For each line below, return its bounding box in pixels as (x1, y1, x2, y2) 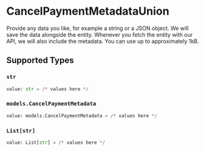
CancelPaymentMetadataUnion (6, 4, 170, 18)
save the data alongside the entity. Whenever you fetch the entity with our (6, 31, 193, 38)
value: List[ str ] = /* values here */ (6, 139, 105, 145)
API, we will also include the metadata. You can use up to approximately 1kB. (6, 37, 199, 45)
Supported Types (6, 55, 75, 65)
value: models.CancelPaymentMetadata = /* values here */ (6, 112, 157, 119)
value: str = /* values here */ (6, 86, 89, 92)
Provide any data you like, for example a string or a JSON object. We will (6, 24, 188, 32)
